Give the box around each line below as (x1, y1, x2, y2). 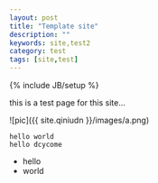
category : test (9, 47, 67, 56)
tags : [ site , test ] (9, 55, 79, 64)
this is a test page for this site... (9, 97, 126, 108)
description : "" (9, 30, 70, 39)
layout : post (9, 13, 59, 23)
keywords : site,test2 (9, 38, 91, 48)
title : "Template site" (9, 22, 99, 31)
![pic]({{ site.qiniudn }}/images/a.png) (9, 114, 150, 125)
